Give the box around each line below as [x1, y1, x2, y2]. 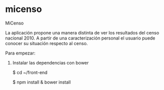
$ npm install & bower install [12, 79, 71, 85]
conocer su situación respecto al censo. [5, 40, 88, 46]
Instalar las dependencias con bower [12, 59, 89, 65]
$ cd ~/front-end [12, 69, 48, 75]
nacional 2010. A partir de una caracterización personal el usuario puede [5, 35, 155, 41]
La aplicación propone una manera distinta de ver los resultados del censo [5, 29, 159, 35]
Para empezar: [5, 50, 36, 56]
